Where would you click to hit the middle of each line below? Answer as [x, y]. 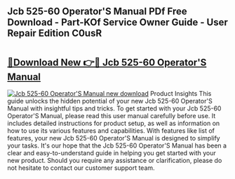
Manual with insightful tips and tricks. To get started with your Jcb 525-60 [114, 108]
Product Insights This [181, 93]
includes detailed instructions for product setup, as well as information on [114, 123]
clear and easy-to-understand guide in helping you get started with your [112, 153]
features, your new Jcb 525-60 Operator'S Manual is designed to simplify [114, 138]
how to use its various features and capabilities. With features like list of [111, 131]
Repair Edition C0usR [55, 33]
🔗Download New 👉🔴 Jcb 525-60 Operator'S [107, 62]
